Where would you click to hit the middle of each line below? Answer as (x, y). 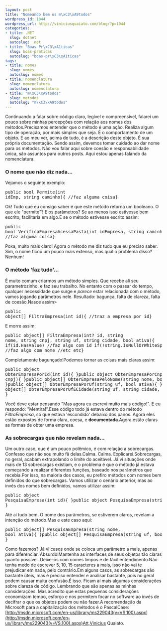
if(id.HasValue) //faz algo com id (48, 345)
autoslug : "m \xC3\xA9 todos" (39, 103)
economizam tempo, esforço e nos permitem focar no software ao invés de (82, 597)
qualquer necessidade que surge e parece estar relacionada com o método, (83, 291)
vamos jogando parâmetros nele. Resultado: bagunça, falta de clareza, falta (83, 297)
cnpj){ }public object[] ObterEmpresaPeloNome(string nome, (80, 379)
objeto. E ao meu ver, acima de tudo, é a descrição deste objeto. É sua (77, 138)
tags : (11, 61)
